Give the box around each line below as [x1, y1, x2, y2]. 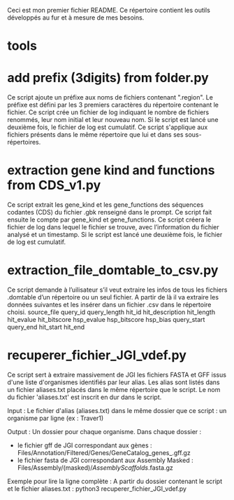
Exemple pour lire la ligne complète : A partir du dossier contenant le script [7, 477, 222, 485]
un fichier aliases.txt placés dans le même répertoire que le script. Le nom [7, 385, 221, 393]
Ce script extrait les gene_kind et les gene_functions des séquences [7, 201, 204, 209]
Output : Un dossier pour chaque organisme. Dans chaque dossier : [7, 427, 202, 435]
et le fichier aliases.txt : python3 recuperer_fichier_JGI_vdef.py [7, 484, 187, 493]
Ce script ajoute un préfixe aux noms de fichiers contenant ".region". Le [7, 93, 213, 102]
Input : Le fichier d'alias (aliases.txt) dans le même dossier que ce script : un [7, 406, 227, 414]
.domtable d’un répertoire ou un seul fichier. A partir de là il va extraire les [7, 293, 219, 301]
